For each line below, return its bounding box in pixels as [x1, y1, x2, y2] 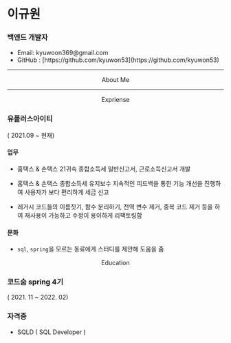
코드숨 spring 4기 [7, 277, 64, 287]
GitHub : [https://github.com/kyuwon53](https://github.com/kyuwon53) [16, 56, 219, 64]
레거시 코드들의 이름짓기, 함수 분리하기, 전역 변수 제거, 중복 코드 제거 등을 [16, 202, 213, 211]
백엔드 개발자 [7, 32, 48, 42]
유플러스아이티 [7, 114, 53, 124]
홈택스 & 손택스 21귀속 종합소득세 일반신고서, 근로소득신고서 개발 [16, 165, 191, 173]
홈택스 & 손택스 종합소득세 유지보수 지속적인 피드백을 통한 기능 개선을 [16, 179, 203, 187]
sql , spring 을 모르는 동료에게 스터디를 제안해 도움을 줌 [16, 245, 164, 253]
